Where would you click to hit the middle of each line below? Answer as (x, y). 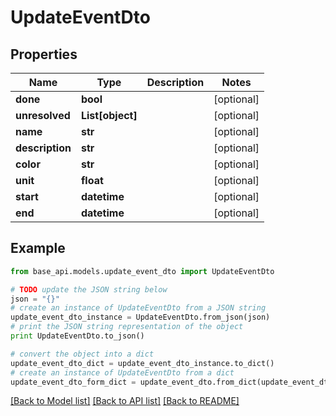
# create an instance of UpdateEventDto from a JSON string (138, 308)
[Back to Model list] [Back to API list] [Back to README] (125, 401)
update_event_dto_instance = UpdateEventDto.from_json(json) (140, 317)
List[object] (109, 115)
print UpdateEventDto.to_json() (77, 336)
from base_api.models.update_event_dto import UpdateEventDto (142, 271)
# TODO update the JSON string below (89, 289)
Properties (44, 54)
